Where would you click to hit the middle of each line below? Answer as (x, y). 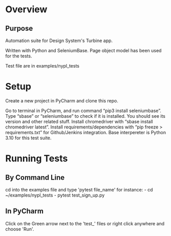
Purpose (19, 28)
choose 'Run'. (20, 229)
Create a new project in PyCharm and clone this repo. (62, 100)
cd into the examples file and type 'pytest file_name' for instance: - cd (79, 189)
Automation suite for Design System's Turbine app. (59, 40)
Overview (26, 9)
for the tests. (19, 56)
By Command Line (35, 177)
